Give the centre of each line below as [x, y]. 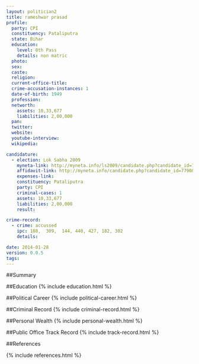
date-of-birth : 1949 [37, 94]
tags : [13, 258]
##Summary [21, 275]
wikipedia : [25, 144]
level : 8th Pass [37, 50]
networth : [23, 105]
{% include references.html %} [44, 355]
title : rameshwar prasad [37, 17]
